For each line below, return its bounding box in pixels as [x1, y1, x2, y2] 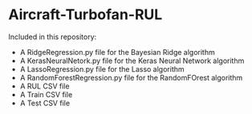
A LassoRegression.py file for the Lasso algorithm [19, 64, 185, 73]
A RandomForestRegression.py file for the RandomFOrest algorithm [19, 73, 243, 82]
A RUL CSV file [19, 81, 70, 91]
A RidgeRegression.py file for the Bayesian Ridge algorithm [19, 47, 215, 57]
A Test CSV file [19, 98, 71, 108]
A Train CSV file [19, 89, 73, 99]
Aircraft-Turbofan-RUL [8, 6, 163, 24]
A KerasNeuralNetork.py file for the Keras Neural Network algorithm [19, 56, 245, 65]
